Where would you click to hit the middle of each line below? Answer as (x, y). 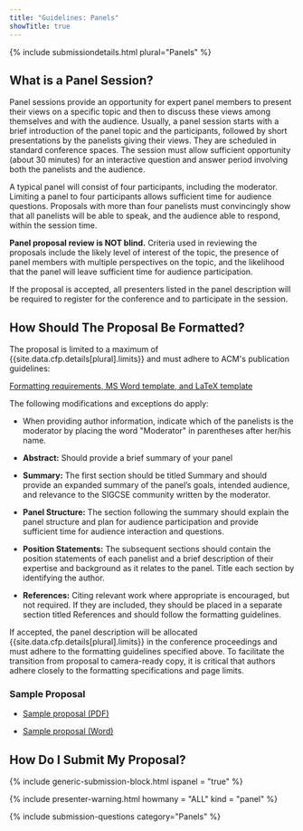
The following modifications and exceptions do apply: (109, 404)
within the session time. (53, 225)
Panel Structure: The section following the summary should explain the (156, 512)
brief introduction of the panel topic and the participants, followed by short (148, 131)
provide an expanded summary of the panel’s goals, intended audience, (156, 485)
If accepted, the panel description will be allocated (104, 632)
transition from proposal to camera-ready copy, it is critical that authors (142, 661)
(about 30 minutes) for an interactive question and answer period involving (149, 160)
